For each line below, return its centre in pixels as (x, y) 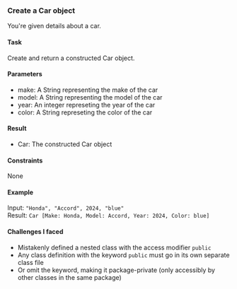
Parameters (25, 74)
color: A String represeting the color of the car (85, 112)
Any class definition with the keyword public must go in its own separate (123, 255)
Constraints (25, 160)
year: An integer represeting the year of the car (86, 105)
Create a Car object (41, 11)
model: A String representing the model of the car (90, 97)
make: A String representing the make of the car (88, 90)
